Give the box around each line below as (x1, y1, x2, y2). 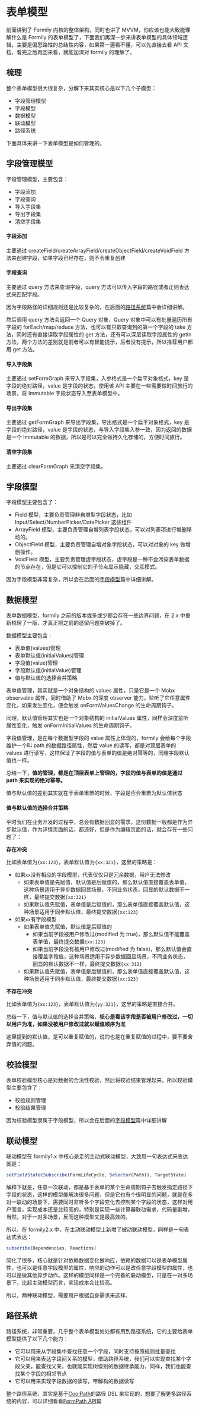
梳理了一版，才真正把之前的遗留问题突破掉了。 (11, 619, 126, 627)
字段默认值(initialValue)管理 (14, 667, 82, 674)
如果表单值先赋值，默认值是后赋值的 (23, 923, 113, 930)
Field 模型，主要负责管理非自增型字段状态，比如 (14, 511, 132, 518)
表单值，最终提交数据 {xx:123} (32, 938, 106, 945)
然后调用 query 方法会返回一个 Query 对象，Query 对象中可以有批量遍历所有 (6, 316, 193, 323)
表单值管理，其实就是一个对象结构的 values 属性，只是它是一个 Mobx (6, 687, 175, 694)
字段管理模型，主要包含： (6, 175, 69, 182)
